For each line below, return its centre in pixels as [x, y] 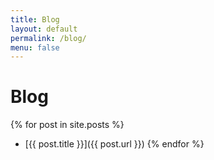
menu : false [35, 47]
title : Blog [35, 19]
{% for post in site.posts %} [67, 125]
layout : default [44, 29]
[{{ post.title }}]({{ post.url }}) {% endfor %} [114, 144]
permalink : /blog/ [48, 38]
